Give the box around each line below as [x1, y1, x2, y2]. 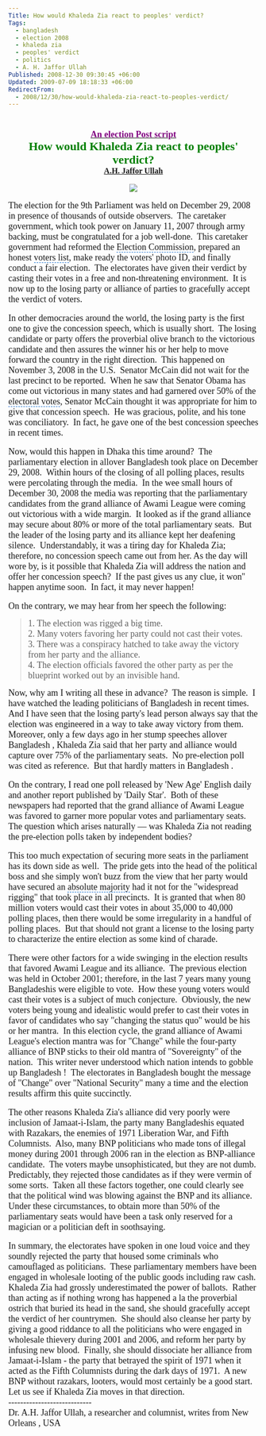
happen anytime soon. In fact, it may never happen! [8, 581, 195, 593]
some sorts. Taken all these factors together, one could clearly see [8, 1180, 245, 1191]
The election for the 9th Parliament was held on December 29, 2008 [8, 200, 251, 211]
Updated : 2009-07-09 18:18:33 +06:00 [8, 78, 133, 86]
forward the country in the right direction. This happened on [8, 354, 226, 365]
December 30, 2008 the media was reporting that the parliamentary [8, 488, 248, 499]
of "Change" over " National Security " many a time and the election [8, 1078, 249, 1089]
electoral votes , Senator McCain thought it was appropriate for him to [8, 396, 257, 407]
